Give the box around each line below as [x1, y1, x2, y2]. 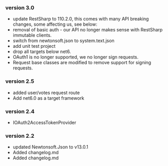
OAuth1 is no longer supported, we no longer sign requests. [12, 54, 139, 60]
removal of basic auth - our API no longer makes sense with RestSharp [12, 27, 163, 33]
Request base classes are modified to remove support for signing [12, 60, 152, 66]
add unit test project [12, 43, 55, 49]
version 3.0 [5, 4, 34, 11]
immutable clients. [12, 32, 52, 39]
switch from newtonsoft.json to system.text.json [12, 38, 115, 44]
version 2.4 [5, 107, 35, 115]
